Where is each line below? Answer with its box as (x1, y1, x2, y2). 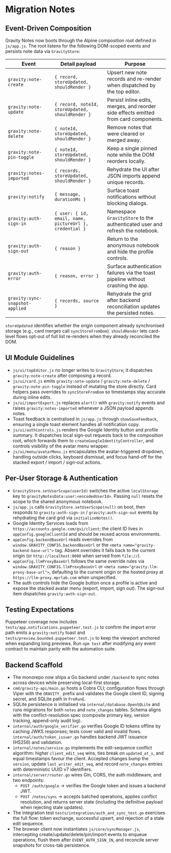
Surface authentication (106, 263, 162, 270)
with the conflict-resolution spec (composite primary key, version (12, 712, 150, 718)
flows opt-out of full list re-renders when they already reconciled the (16, 333, 160, 339)
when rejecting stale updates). (20, 805, 84, 811)
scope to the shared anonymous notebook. (12, 498, 103, 505)
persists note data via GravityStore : (5, 48, 80, 54)
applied (8, 306, 26, 311)
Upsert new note (106, 69, 147, 76)
